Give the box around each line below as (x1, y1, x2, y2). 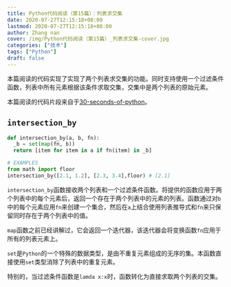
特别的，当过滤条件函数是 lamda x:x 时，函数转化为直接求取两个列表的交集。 (7, 272, 222, 280)
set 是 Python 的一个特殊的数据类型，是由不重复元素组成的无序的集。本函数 (7, 249, 216, 257)
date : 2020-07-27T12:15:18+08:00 (7, 16, 103, 23)
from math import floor (7, 166, 76, 173)
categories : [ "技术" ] (7, 42, 67, 49)
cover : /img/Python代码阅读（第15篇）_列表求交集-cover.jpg (7, 36, 170, 43)
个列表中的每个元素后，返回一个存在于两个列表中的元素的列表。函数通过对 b (7, 194, 221, 203)
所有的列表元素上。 (7, 234, 62, 242)
